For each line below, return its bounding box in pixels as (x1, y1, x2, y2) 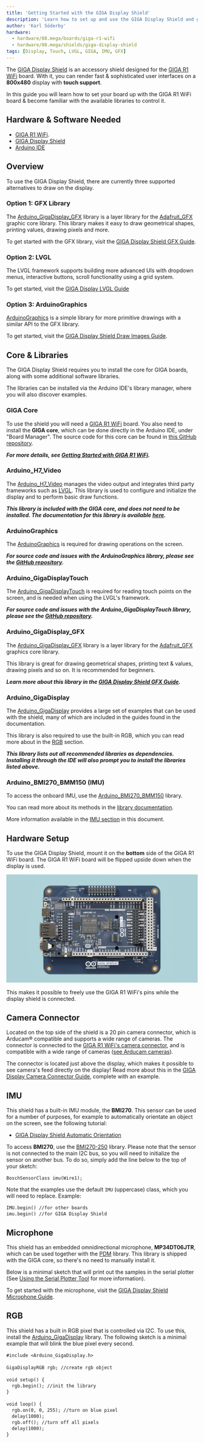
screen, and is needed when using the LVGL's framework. (6, 594, 151, 602)
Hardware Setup (6, 833, 69, 843)
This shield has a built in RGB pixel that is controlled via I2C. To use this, (6, 1327, 186, 1334)
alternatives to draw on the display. (6, 184, 94, 191)
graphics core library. (6, 648, 60, 655)
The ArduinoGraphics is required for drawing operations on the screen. (6, 541, 184, 548)
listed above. (6, 763, 40, 770)
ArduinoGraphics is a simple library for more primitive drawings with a (6, 314, 181, 321)
